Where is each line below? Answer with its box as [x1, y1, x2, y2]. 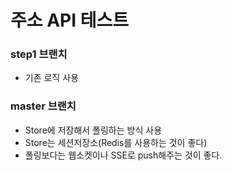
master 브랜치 [10, 99, 77, 113]
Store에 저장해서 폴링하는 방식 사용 [24, 124, 163, 136]
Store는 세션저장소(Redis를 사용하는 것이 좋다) [24, 136, 208, 148]
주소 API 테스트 [10, 9, 129, 32]
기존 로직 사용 [24, 72, 79, 84]
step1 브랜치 [10, 47, 68, 61]
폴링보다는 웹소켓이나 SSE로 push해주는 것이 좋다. [24, 149, 223, 161]
